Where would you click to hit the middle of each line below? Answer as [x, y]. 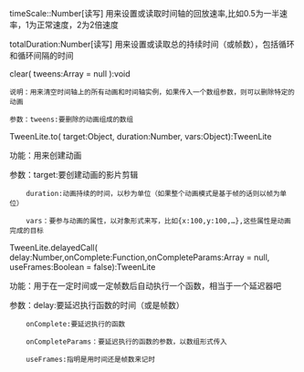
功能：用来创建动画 [46, 155]
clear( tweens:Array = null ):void [70, 74]
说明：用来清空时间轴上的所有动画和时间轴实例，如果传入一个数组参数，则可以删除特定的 [152, 92]
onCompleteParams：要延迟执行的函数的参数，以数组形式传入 [126, 342]
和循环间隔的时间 [42, 56]
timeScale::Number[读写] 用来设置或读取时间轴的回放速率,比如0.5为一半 [145, 13]
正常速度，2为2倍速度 [77, 25]
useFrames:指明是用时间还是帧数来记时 [90, 359]
